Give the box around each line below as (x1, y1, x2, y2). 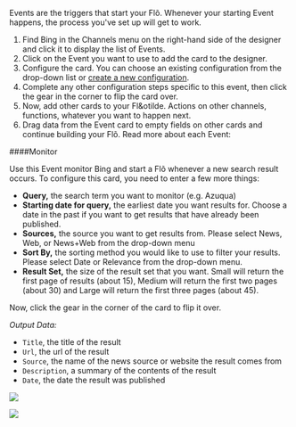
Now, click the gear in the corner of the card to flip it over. (9, 302, 221, 313)
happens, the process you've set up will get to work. (9, 17, 202, 28)
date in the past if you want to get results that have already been (21, 209, 259, 219)
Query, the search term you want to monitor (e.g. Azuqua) (21, 191, 236, 201)
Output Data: (9, 320, 57, 330)
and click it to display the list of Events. (21, 44, 166, 54)
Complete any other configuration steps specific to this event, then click (21, 82, 287, 92)
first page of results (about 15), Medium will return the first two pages (21, 275, 278, 286)
